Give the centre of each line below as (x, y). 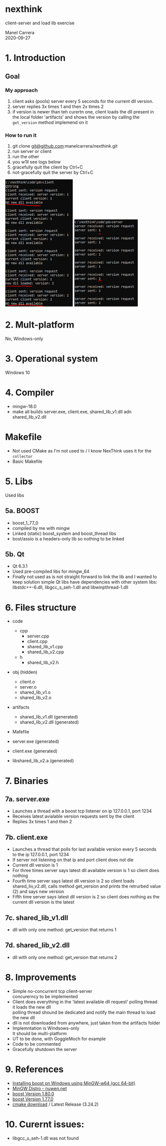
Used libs (15, 495)
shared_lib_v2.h (43, 663)
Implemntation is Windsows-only (46, 1028)
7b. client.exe (27, 837)
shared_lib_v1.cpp (45, 647)
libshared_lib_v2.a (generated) (43, 761)
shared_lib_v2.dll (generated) (49, 722)
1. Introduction (35, 58)
